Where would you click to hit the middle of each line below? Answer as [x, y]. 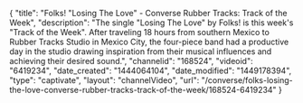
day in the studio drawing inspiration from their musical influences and [141, 51]
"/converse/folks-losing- [247, 80]
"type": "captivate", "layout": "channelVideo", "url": [104, 80]
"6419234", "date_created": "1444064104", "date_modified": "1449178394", [151, 70]
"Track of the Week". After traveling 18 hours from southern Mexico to [139, 32]
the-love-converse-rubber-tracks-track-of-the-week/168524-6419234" [143, 90]
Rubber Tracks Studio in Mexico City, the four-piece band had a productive [149, 42]
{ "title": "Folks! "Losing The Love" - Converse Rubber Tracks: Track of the [148, 13]
